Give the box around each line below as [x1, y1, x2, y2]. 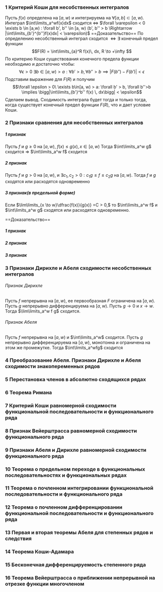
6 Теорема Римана [5, 389, 52, 396]
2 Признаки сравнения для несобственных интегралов [5, 119, 144, 126]
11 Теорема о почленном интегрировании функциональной [5, 485, 154, 492]
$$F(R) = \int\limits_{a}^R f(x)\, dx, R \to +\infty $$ [31, 48, 132, 55]
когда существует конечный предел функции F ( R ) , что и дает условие [5, 102, 151, 108]
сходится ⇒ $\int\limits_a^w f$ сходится [5, 149, 88, 155]
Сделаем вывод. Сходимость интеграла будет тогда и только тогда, [5, 97, 147, 103]
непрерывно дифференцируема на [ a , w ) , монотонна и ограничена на [5, 340, 151, 346]
